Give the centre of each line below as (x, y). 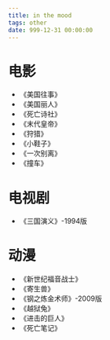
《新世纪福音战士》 (51, 279)
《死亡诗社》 (40, 114)
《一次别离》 (40, 153)
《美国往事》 (40, 94)
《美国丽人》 (40, 104)
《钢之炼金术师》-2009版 (60, 298)
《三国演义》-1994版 (53, 221)
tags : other (27, 23)
